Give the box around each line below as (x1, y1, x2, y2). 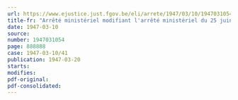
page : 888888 (7, 43, 46, 50)
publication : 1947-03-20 (7, 56, 81, 63)
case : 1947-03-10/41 (7, 50, 69, 57)
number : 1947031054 (7, 37, 65, 44)
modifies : (7, 69, 37, 76)
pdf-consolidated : (7, 82, 62, 89)
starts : (7, 63, 30, 70)
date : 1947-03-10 (7, 23, 59, 30)
